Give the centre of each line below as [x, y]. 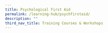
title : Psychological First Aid [38, 9]
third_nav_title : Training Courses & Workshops [54, 23]
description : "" [21, 18]
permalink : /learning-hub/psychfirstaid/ [48, 14]
